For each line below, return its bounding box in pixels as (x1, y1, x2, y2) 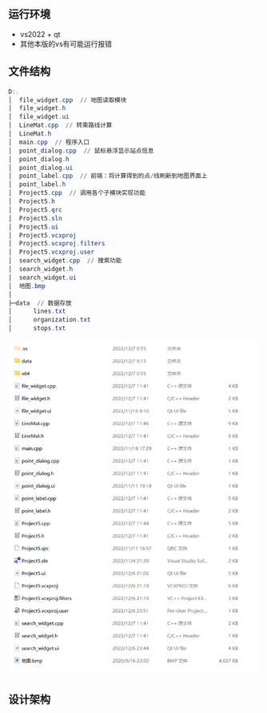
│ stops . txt (8, 324, 66, 333)
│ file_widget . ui (8, 113, 70, 121)
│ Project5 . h (8, 197, 56, 205)
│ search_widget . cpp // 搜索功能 (8, 257, 122, 265)
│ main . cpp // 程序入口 (8, 138, 90, 146)
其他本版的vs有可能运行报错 (19, 38, 113, 48)
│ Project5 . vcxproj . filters (8, 240, 106, 248)
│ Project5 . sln (8, 214, 62, 222)
